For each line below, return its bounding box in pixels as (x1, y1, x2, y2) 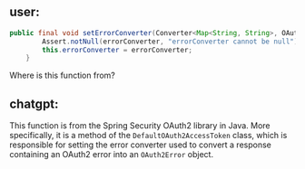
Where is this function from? (9, 70, 116, 81)
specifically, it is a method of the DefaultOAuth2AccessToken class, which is (9, 130, 288, 141)
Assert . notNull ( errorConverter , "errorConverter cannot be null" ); (42, 37, 302, 46)
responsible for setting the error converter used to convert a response (9, 139, 272, 150)
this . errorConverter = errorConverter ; (42, 45, 193, 54)
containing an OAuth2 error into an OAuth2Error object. (9, 149, 214, 160)
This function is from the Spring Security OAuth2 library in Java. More (9, 120, 271, 131)
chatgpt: (9, 96, 59, 111)
